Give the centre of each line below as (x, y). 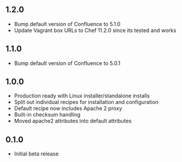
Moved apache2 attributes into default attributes (73, 121)
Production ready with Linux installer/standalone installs (82, 96)
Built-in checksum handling (47, 115)
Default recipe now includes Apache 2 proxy (68, 108)
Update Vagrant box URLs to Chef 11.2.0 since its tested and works (95, 30)
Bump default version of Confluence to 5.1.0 (67, 24)
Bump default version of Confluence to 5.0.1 (67, 63)
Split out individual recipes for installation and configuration (86, 102)
